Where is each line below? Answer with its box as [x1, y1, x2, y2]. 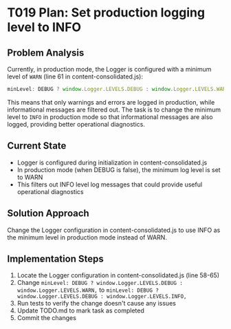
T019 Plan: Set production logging [7, 5, 205, 21]
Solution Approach [7, 208, 89, 220]
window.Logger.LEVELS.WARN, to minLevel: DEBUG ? [16, 286, 159, 294]
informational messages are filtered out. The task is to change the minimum [7, 105, 221, 114]
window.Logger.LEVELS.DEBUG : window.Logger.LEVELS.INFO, [16, 293, 187, 300]
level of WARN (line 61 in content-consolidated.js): [7, 72, 143, 81]
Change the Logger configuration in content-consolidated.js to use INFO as [7, 226, 221, 234]
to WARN [16, 173, 43, 181]
